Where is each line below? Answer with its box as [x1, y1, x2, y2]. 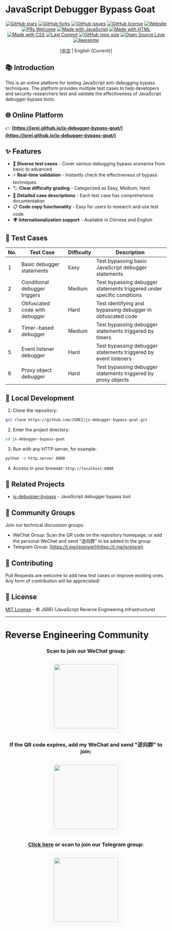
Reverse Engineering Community [5, 629, 149, 641]
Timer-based [21, 325, 54, 332]
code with [21, 307, 46, 314]
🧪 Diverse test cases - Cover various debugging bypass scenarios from [12, 161, 165, 167]
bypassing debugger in [96, 307, 152, 314]
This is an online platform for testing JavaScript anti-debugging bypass [5, 80, 155, 86]
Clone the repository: [12, 407, 58, 413]
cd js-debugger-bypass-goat [5, 436, 66, 442]
